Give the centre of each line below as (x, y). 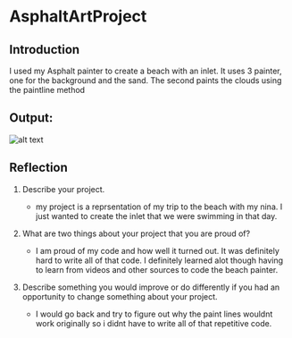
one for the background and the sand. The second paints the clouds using (146, 80)
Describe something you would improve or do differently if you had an (151, 287)
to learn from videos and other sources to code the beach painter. (157, 269)
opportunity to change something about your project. (120, 296)
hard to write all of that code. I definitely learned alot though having (159, 260)
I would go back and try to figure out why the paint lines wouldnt (154, 314)
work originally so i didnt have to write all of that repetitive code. (154, 323)
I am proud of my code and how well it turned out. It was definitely (157, 250)
